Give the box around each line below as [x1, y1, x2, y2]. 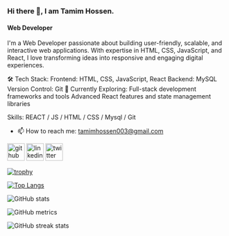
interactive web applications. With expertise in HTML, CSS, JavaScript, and [7, 47, 222, 55]
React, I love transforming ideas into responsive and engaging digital [7, 53, 203, 62]
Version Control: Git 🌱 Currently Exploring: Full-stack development [7, 85, 196, 93]
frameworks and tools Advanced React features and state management [7, 92, 212, 101]
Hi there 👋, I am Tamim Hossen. [7, 6, 114, 16]
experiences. [7, 61, 45, 69]
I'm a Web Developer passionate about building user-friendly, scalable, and [7, 39, 223, 47]
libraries [7, 100, 31, 108]
